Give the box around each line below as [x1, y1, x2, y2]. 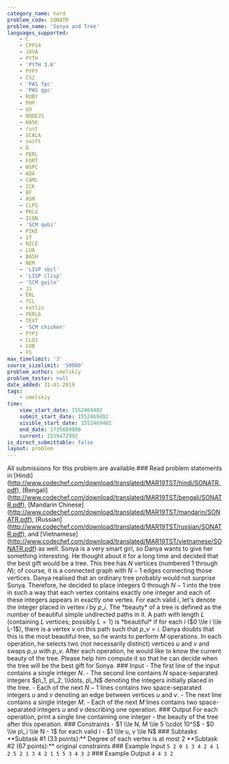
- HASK [19, 118, 38, 126]
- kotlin [19, 304, 45, 312]
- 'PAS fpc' [19, 81, 53, 87]
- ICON [19, 215, 38, 222]
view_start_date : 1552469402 [19, 407, 103, 414]
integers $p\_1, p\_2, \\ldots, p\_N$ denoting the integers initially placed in [7, 676, 214, 685]
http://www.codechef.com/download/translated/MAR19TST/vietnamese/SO [9, 538, 222, 546]
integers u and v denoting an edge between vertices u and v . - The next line [7, 691, 222, 699]
